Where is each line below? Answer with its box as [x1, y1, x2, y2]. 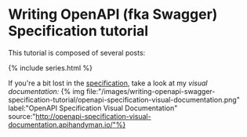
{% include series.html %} [8, 63, 93, 72]
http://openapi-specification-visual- [35, 111, 151, 121]
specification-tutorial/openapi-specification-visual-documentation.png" [8, 95, 241, 104]
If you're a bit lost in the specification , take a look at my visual [8, 78, 208, 88]
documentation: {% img [8, 86, 85, 96]
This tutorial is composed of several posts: [8, 48, 146, 57]
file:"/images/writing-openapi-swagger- [85, 86, 216, 96]
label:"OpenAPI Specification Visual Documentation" [8, 103, 178, 113]
